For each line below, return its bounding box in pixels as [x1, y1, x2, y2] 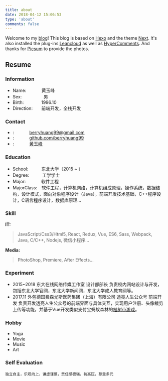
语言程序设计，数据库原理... [25, 197, 82, 203]
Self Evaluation [5, 359, 43, 366]
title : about [5, 7, 33, 13]
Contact [5, 118, 26, 125]
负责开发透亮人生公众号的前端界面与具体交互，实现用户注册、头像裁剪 [18, 300, 163, 306]
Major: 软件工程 [12, 178, 59, 184]
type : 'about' [5, 17, 35, 22]
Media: [5, 247, 20, 253]
